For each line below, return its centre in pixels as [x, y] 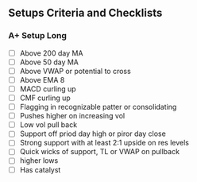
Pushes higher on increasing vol [72, 116]
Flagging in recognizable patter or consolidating [98, 107]
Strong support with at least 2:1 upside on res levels [104, 143]
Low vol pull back [48, 125]
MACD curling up [48, 89]
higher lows [39, 161]
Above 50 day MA [49, 62]
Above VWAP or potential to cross [75, 71]
